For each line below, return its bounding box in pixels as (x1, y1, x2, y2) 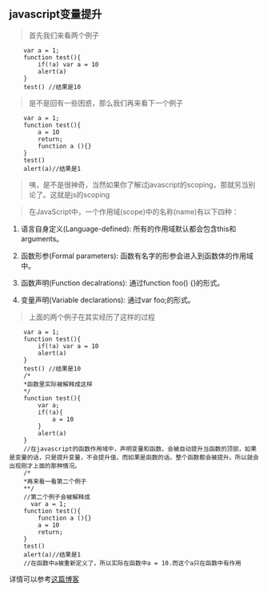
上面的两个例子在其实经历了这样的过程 (28, 312, 155, 322)
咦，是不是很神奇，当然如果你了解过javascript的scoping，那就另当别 (28, 180, 256, 189)
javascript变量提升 (9, 7, 102, 22)
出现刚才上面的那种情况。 (9, 462, 81, 470)
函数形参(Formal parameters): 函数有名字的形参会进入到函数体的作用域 (20, 251, 254, 261)
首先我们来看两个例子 (28, 30, 99, 40)
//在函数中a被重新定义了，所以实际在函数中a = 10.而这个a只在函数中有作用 (23, 559, 242, 567)
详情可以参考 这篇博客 (9, 574, 79, 584)
